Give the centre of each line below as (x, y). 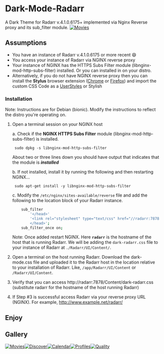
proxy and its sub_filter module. (37, 27)
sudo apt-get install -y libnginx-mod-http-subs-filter (73, 186)
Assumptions (26, 43)
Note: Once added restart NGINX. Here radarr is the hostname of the (82, 237)
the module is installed (35, 162)
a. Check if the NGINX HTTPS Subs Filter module (62, 134)
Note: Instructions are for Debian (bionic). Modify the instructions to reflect (81, 110)
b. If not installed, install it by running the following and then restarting (82, 172)
